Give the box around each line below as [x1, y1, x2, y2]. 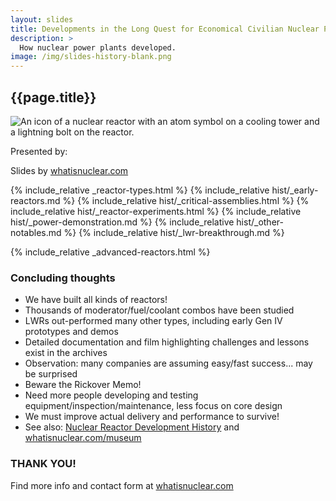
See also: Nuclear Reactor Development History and [24, 421, 240, 433]
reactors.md [10, 194, 61, 206]
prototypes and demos [24, 326, 119, 338]
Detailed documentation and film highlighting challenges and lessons [24, 336, 310, 348]
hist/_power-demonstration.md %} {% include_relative [10, 216, 235, 228]
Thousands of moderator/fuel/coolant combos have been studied [24, 304, 295, 316]
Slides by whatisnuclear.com [10, 164, 129, 176]
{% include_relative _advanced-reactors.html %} [10, 246, 211, 258]
